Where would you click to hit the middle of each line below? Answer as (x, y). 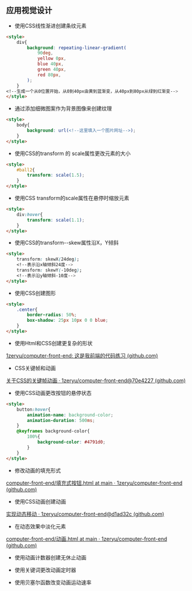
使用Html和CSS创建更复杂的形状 (53, 343)
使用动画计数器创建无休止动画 (50, 557)
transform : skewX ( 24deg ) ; (48, 259)
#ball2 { (26, 170)
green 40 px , (52, 70)
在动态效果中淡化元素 (40, 526)
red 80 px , (49, 75)
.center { (27, 310)
